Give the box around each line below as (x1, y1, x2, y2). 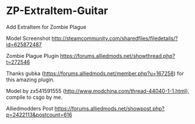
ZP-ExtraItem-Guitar (6, 4, 108, 18)
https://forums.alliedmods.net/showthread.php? (60, 52, 176, 59)
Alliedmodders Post (6, 105, 54, 112)
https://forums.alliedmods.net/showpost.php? (54, 105, 165, 112)
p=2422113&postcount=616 (6, 111, 72, 118)
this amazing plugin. (6, 76, 55, 83)
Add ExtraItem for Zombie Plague (6, 23, 87, 30)
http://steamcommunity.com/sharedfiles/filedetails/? (52, 35, 179, 42)
